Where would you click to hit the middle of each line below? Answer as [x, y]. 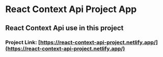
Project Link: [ [23, 42]
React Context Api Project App [71, 9]
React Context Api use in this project [64, 28]
